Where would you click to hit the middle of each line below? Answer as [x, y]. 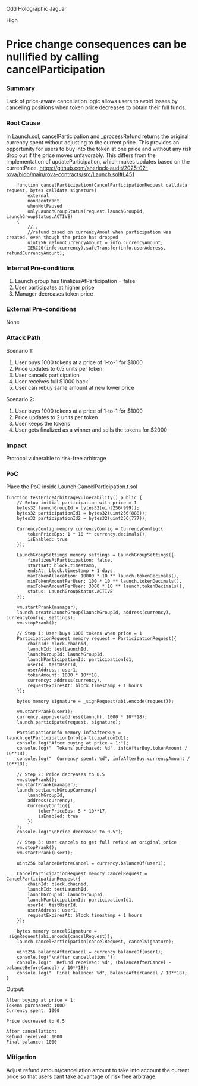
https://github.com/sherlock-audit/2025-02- [94, 168]
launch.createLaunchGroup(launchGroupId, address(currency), [94, 613]
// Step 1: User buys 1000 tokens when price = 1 [80, 633]
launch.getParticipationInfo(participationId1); [67, 738]
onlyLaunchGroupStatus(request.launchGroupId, [86, 211]
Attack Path [23, 338]
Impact [17, 445]
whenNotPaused [45, 206]
